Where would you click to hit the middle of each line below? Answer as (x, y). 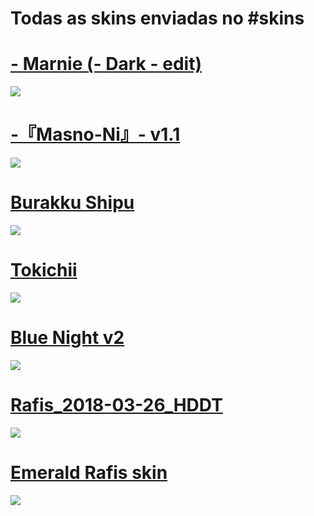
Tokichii (44, 270)
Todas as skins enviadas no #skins (157, 18)
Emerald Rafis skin (89, 473)
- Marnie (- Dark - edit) (106, 64)
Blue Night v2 (67, 338)
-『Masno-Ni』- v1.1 (95, 134)
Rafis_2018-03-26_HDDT (116, 405)
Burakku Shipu (72, 203)
